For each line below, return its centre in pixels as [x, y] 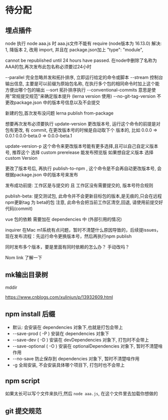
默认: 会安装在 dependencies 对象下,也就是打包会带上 [68, 327]
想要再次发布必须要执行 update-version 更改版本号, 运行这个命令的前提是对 [83, 124]
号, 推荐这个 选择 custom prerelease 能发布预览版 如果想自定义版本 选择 [79, 152]
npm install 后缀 [30, 314]
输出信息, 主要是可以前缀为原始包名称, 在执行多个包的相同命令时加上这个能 [82, 84]
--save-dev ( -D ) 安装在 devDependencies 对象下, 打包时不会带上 [81, 340]
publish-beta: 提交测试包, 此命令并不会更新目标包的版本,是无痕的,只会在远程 [83, 196]
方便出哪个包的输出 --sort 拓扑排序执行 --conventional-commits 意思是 [78, 90]
